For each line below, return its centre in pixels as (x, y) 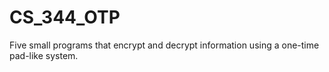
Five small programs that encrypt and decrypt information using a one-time (164, 45)
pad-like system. (44, 55)
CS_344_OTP (65, 17)
